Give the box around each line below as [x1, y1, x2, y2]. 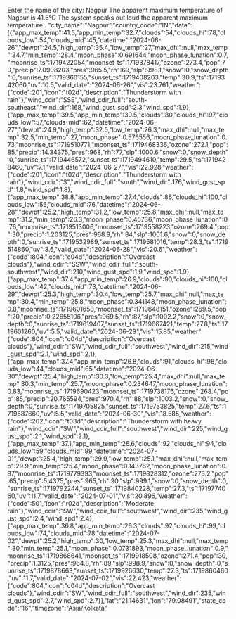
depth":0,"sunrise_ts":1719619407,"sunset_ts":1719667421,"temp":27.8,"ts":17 [7, 320, 228, 328]
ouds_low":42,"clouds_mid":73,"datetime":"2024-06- [7, 283, 162, 291]
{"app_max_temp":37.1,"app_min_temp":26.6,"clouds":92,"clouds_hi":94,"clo [7, 440, 227, 447]
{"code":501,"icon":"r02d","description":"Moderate [7, 499, 155, 507]
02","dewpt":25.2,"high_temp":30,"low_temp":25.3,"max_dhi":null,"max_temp [7, 537, 229, 544]
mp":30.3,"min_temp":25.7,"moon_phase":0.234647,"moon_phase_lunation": [7, 380, 228, 388]
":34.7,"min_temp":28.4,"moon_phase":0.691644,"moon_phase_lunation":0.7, [7, 51, 228, 59]
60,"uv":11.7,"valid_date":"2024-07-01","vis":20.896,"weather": [7, 492, 188, 500]
